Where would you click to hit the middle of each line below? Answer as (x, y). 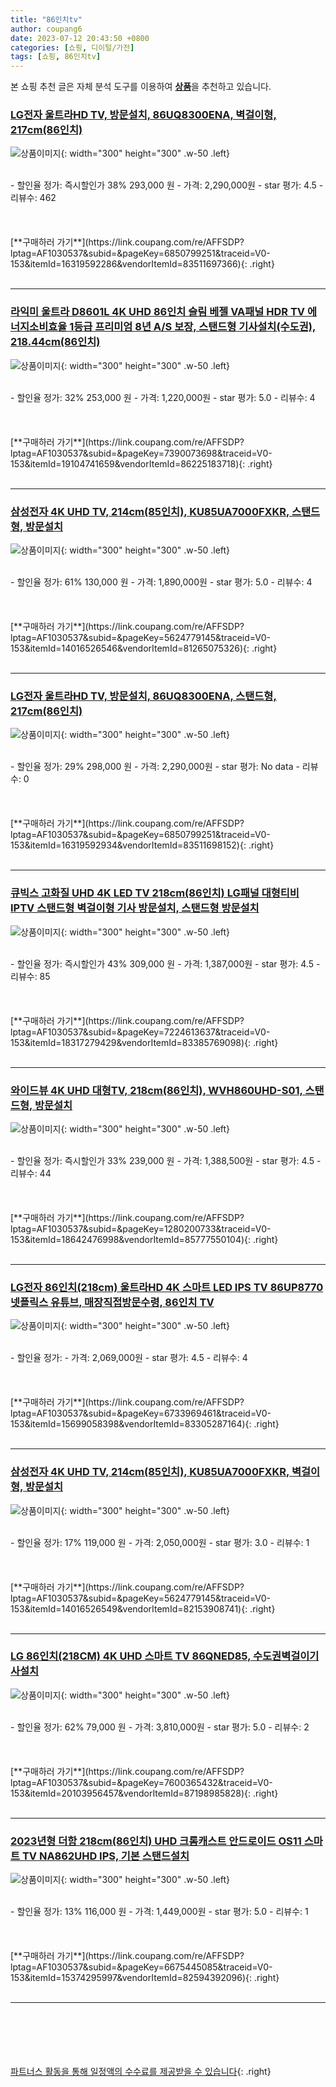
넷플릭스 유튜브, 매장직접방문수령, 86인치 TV (112, 1302)
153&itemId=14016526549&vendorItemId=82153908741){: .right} (143, 1608)
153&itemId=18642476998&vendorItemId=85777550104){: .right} (144, 1239)
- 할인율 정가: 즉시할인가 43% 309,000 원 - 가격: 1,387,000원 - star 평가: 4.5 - (165, 963)
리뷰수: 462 (33, 198)
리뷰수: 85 (30, 976)
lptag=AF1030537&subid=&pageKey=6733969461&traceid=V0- (141, 1413)
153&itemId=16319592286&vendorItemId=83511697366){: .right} (142, 264)
